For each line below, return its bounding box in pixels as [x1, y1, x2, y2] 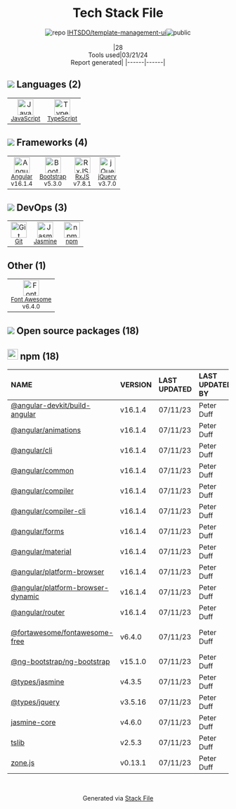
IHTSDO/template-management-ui [67, 28, 166, 37]
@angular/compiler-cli [11, 506, 86, 516]
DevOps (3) [16, 201, 68, 213]
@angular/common [11, 466, 74, 476]
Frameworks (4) [16, 137, 88, 149]
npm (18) [20, 350, 60, 362]
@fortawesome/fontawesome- [11, 628, 114, 638]
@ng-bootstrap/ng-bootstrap [11, 657, 110, 667]
